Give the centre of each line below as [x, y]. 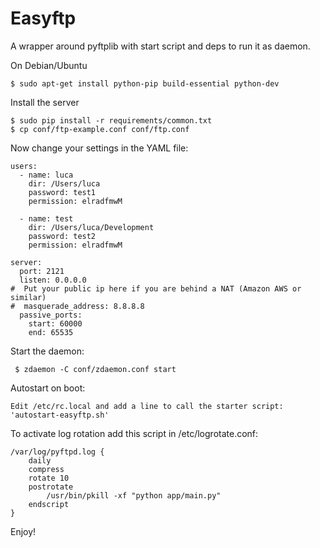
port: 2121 [42, 271]
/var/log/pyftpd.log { [57, 452]
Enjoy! [23, 531]
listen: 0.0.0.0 [53, 280]
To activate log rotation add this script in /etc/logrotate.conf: [134, 433]
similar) [28, 297]
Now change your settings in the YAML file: [99, 148]
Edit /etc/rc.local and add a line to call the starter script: [147, 406]
